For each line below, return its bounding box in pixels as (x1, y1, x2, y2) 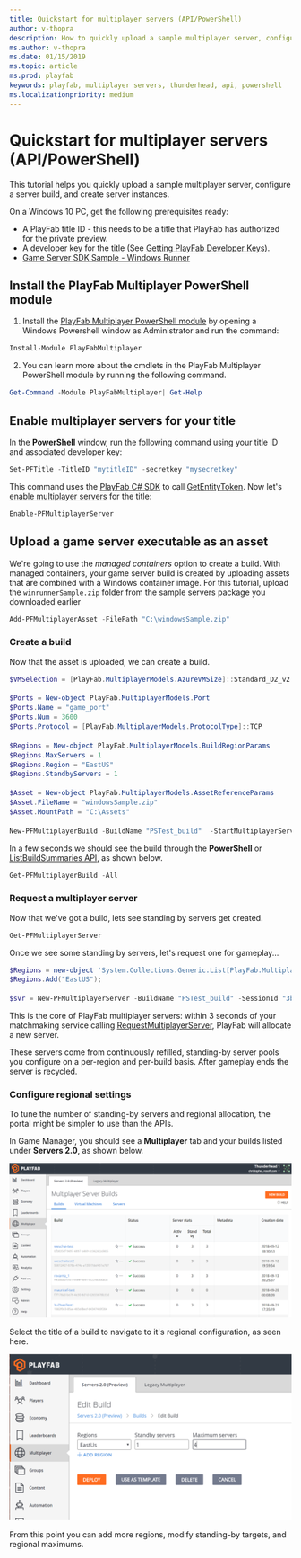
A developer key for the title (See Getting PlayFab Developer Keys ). (21, 243, 271, 253)
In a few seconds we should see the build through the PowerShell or (9, 843, 262, 854)
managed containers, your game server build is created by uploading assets (9, 567, 290, 579)
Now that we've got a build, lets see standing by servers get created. (9, 912, 263, 923)
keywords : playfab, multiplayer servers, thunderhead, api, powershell (9, 81, 282, 90)
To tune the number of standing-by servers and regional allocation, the (9, 1109, 271, 1120)
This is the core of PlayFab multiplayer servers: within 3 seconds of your (9, 1011, 277, 1022)
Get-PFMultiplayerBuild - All (9, 871, 118, 880)
